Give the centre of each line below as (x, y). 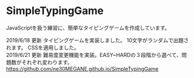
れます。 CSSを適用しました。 (43, 48)
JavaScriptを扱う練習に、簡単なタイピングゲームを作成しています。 (88, 28)
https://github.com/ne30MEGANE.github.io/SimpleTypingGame (82, 69)
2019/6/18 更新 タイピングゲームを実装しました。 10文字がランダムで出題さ (98, 40)
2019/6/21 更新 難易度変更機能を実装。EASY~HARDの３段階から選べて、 (94, 55)
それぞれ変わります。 (47, 62)
